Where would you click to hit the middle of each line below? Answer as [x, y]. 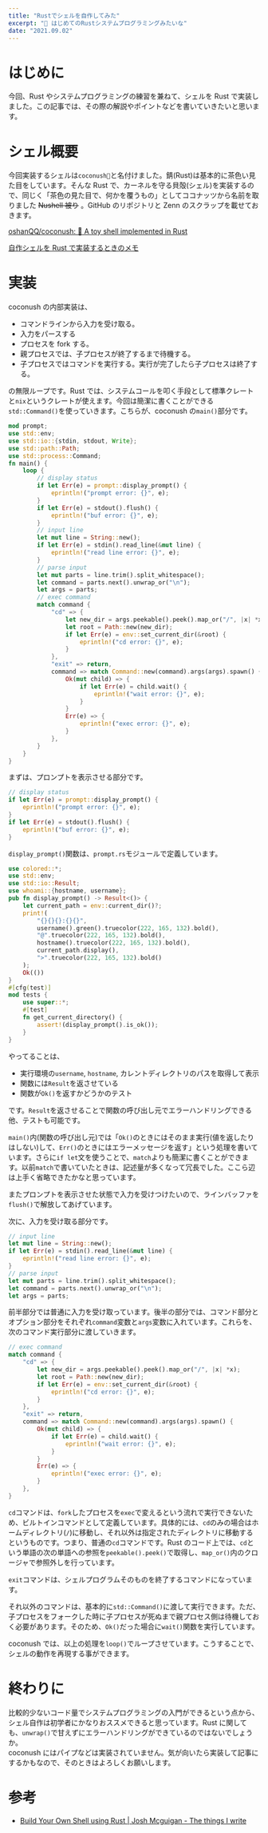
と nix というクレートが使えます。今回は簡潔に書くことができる [111, 401]
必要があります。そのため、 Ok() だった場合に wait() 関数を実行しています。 [137, 1626]
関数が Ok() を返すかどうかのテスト [76, 1093]
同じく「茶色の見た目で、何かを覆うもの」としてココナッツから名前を [137, 195]
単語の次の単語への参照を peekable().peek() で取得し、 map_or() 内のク [136, 1552]
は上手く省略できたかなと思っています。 [74, 1177]
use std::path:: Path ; [44, 448]
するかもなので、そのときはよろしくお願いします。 [92, 1763]
